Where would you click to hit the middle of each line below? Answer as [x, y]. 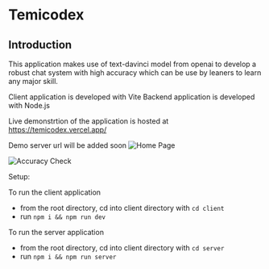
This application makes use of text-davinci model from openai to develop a [132, 64]
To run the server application [56, 232]
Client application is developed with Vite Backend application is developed [132, 97]
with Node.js [29, 105]
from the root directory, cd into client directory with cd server [122, 248]
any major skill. [33, 81]
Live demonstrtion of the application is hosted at [89, 121]
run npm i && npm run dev [63, 216]
